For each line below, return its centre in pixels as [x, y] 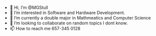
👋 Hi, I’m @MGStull [29, 8]
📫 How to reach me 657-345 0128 [45, 28]
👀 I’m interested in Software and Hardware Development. [67, 13]
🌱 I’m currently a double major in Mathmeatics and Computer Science [80, 18]
